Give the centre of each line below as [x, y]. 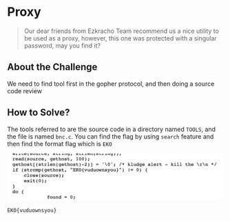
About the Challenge [52, 67]
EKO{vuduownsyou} [32, 211]
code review [25, 91]
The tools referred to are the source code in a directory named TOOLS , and [111, 129]
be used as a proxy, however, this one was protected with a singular [120, 38]
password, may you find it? [62, 45]
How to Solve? [39, 113]
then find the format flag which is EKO [60, 143]
